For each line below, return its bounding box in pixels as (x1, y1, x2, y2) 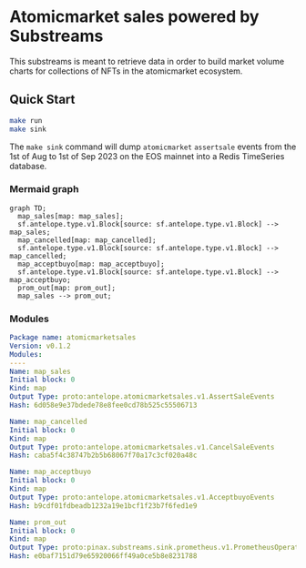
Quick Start (9, 92, 76, 107)
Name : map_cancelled (9, 417, 88, 426)
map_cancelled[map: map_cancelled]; (17, 235, 157, 245)
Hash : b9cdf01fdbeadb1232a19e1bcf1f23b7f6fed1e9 (9, 501, 198, 511)
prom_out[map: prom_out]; (17, 283, 117, 292)
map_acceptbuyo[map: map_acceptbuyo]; (17, 259, 166, 269)
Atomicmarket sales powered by (9, 6, 260, 27)
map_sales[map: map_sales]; (17, 211, 125, 220)
